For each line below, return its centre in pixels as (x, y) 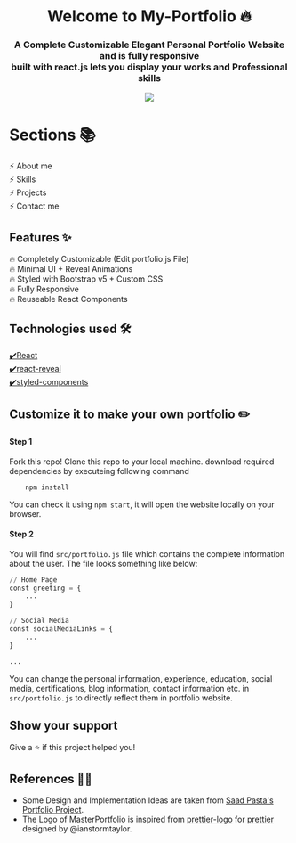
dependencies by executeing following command (99, 471)
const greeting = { (45, 588)
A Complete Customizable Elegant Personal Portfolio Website (149, 45)
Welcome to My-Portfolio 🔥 (149, 16)
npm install (47, 487)
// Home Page (33, 580)
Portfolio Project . (53, 810)
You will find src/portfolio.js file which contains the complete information (147, 553)
